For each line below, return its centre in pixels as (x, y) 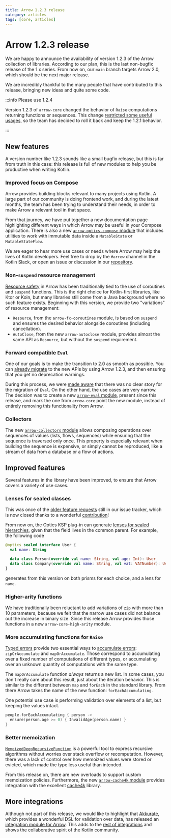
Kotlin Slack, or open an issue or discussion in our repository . (69, 262)
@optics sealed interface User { (41, 545)
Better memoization (30, 737)
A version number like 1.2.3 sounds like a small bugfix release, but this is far (84, 159)
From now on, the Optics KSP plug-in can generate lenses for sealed (77, 525)
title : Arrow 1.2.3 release (35, 10)
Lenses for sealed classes (38, 499)
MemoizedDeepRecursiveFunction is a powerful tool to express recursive (79, 749)
